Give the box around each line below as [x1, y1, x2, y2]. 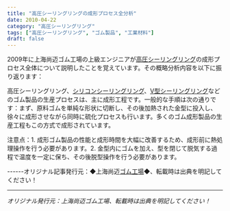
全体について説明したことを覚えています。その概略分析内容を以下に [25, 64, 216, 72]
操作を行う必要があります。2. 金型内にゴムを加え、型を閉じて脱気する [12, 145, 212, 153]
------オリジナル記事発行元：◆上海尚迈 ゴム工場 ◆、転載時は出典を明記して [7, 167, 222, 175]
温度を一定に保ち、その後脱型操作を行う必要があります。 [18, 153, 181, 161]
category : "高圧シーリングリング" [7, 23, 95, 29]
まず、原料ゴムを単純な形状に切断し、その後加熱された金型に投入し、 [18, 104, 217, 112]
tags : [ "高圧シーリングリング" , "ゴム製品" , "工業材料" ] [7, 29, 155, 36]
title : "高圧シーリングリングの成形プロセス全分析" [7, 10, 137, 17]
